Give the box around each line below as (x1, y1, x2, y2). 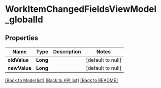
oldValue (7, 57, 29, 63)
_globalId (5, 14, 43, 25)
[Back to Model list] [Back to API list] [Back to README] (5, 78, 118, 83)
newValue (7, 65, 32, 71)
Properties (5, 34, 38, 42)
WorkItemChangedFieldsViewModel (5, 3, 157, 15)
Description (53, 48, 81, 55)
